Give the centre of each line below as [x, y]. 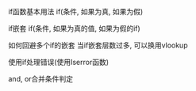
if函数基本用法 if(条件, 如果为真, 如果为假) [76, 11]
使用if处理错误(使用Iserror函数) [59, 62]
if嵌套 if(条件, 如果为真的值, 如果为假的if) [74, 28]
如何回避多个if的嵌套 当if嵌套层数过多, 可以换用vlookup [98, 45]
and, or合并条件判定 [41, 79]
